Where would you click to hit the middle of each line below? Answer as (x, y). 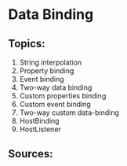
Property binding (47, 71)
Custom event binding (55, 104)
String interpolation (51, 62)
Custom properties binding (63, 96)
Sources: (31, 154)
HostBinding (40, 121)
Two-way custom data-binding (69, 113)
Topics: (27, 44)
